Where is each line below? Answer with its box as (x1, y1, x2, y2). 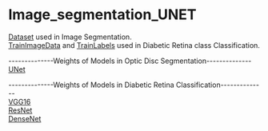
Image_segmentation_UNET (8, 6, 197, 24)
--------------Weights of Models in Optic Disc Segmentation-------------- (8, 56, 252, 65)
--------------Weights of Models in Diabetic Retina (8, 80, 174, 89)
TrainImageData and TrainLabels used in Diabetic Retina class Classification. (8, 40, 260, 50)
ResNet (8, 105, 33, 115)
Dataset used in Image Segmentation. (8, 32, 132, 42)
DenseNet (8, 113, 42, 123)
